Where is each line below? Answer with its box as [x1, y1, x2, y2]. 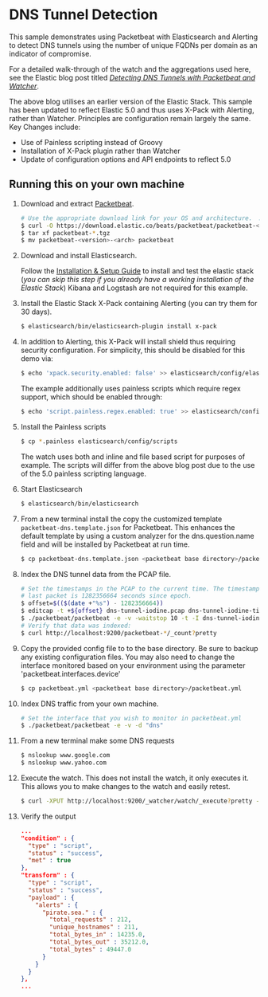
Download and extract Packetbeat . [20, 198, 134, 208]
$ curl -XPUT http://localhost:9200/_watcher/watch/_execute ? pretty [20, 797, 253, 805]
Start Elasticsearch [20, 484, 83, 493]
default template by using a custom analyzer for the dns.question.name [20, 531, 254, 540]
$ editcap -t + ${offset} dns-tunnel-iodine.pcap [20, 607, 185, 615]
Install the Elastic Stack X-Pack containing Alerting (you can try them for [20, 299, 258, 308]
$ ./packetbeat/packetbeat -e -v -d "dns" [20, 721, 164, 730]
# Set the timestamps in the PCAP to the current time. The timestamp [20, 584, 260, 593]
